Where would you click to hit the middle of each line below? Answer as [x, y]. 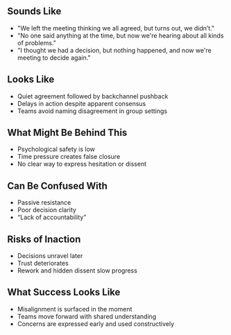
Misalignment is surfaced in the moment [75, 309]
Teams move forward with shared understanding [87, 316]
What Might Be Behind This [67, 133]
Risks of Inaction [44, 239]
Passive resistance [44, 203]
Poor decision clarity [46, 210]
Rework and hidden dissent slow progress [77, 270]
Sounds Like [34, 11]
